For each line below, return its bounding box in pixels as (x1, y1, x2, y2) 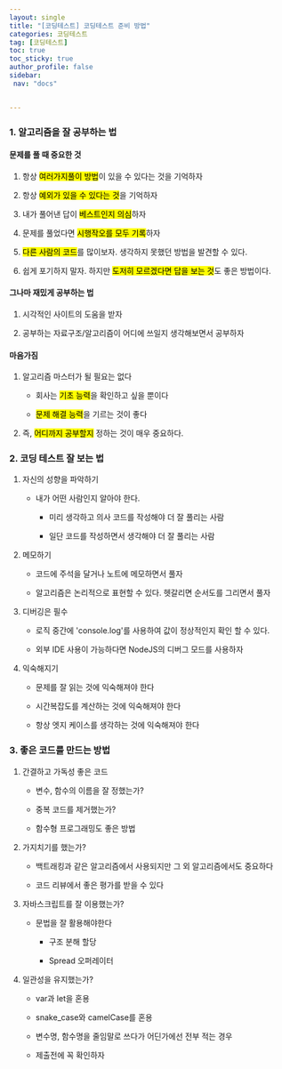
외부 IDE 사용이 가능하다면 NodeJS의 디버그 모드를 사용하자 (35, 644, 244, 655)
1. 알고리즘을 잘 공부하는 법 (9, 125, 117, 138)
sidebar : (9, 71, 42, 80)
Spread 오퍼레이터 (48, 955, 114, 966)
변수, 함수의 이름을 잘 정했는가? (35, 784, 144, 796)
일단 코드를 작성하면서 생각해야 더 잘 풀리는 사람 (48, 531, 215, 542)
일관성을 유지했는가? (21, 974, 93, 985)
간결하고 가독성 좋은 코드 (21, 766, 109, 776)
